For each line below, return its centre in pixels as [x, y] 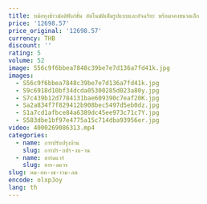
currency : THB [32, 38]
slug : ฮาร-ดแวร [45, 165]
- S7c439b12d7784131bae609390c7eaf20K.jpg [87, 98]
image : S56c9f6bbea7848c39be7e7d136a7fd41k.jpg [89, 68]
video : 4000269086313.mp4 [51, 128]
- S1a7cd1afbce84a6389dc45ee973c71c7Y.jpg [87, 113]
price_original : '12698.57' [55, 31]
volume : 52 [26, 61]
